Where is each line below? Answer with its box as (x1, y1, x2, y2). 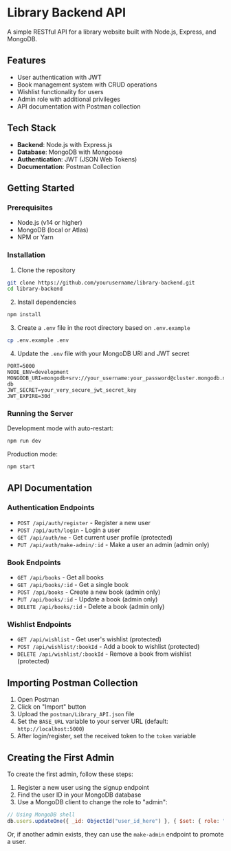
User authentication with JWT (16, 73, 102, 81)
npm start (7, 463, 36, 470)
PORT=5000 (7, 363, 36, 370)
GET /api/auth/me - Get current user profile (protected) (16, 533, 173, 541)
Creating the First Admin (7, 751, 115, 764)
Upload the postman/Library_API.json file (16, 710, 135, 718)
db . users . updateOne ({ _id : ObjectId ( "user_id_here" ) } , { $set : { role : (7, 817, 220, 824)
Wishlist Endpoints (7, 620, 72, 629)
